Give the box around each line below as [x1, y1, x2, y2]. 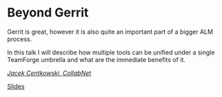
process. [7, 34, 32, 43]
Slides [7, 82, 25, 90]
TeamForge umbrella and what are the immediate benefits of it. [7, 55, 186, 63]
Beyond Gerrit [7, 5, 89, 21]
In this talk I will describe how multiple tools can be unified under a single [7, 48, 215, 56]
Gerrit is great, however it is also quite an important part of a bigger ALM [7, 28, 214, 36]
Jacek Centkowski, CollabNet [7, 69, 92, 77]
